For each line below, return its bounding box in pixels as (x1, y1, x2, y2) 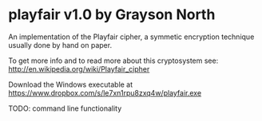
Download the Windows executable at (8, 80, 133, 89)
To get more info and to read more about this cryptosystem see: (8, 56, 219, 65)
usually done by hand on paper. (8, 40, 113, 49)
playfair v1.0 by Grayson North (8, 6, 216, 24)
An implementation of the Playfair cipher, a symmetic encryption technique (8, 32, 255, 41)
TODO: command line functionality (8, 103, 122, 113)
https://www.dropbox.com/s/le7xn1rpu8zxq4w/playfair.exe (8, 88, 202, 97)
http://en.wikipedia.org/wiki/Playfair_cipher (8, 64, 150, 73)
